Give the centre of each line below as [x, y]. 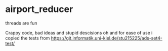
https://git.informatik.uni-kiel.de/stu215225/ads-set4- [107, 38]
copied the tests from [28, 38]
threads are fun [21, 23]
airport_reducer [39, 9]
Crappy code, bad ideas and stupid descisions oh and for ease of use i [79, 32]
